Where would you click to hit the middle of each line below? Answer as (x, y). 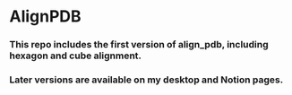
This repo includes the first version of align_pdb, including (139, 45)
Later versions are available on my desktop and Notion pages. (146, 80)
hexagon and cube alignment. (75, 56)
